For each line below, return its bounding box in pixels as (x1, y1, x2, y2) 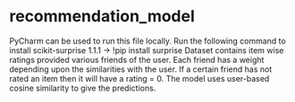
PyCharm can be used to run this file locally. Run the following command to (9, 35, 286, 46)
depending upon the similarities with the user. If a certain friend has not (9, 64, 273, 75)
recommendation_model (9, 6, 195, 27)
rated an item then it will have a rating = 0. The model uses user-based (9, 73, 270, 83)
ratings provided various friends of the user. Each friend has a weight (9, 54, 265, 65)
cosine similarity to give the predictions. (9, 82, 156, 93)
